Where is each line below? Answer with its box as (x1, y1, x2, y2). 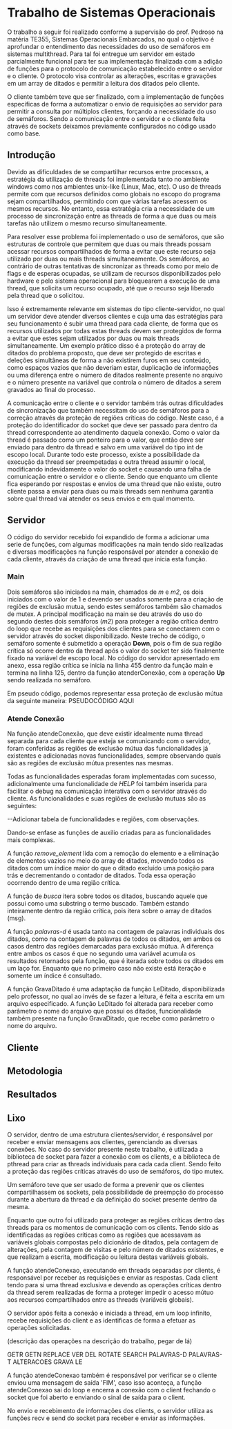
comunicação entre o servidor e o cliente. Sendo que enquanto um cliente (7, 472, 218, 480)
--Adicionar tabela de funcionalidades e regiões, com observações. (7, 815, 200, 823)
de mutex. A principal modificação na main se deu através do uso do (7, 610, 202, 618)
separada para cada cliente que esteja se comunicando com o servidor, (7, 737, 211, 745)
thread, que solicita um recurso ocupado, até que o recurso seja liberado (7, 283, 215, 292)
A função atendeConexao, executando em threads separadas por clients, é (7, 1267, 221, 1275)
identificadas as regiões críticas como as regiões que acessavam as (7, 1231, 202, 1239)
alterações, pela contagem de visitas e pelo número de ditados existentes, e (7, 1246, 224, 1254)
